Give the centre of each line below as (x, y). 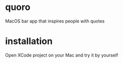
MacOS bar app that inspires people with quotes (55, 21)
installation (29, 41)
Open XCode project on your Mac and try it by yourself (62, 55)
